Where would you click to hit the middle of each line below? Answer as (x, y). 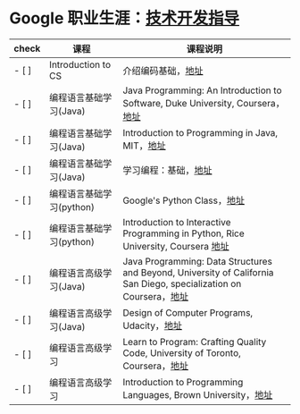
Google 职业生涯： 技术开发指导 (124, 18)
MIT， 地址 (145, 146)
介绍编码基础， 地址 (163, 71)
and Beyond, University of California (198, 272)
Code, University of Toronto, (182, 352)
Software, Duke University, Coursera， (204, 103)
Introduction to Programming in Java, (200, 132)
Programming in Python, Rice (184, 233)
